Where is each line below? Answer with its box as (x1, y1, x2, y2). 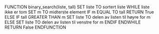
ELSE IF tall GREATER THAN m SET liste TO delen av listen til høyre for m (4, 14, 151, 20)
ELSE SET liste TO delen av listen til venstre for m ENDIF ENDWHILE (4, 19, 141, 25)
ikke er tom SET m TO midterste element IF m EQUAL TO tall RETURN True (4, 9, 154, 15)
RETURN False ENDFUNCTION (4, 24, 66, 30)
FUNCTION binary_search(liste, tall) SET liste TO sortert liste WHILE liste (4, 4, 150, 10)
